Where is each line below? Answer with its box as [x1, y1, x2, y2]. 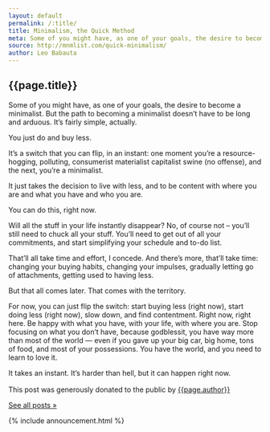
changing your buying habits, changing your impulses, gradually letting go [8, 262, 254, 271]
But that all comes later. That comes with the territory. [8, 286, 186, 295]
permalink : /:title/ [8, 19, 78, 27]
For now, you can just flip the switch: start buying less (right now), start [8, 301, 243, 311]
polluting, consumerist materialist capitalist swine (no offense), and [39, 157, 262, 166]
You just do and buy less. [8, 132, 92, 142]
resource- [222, 148, 256, 157]
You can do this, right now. [8, 205, 96, 214]
